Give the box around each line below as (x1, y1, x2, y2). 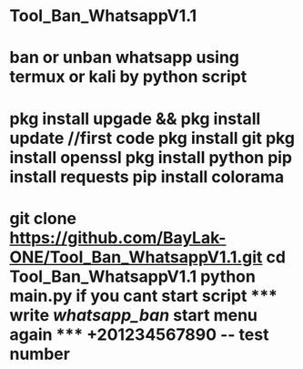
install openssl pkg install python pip (9, 147, 293, 168)
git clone (9, 208, 77, 229)
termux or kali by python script (9, 67, 247, 87)
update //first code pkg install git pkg (9, 128, 296, 149)
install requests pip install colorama (9, 166, 285, 187)
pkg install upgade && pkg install (9, 108, 261, 128)
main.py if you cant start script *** (9, 285, 278, 306)
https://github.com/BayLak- (9, 227, 227, 248)
